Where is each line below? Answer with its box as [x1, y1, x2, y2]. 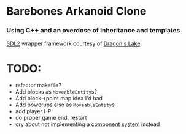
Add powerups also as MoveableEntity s [15, 101, 115, 108]
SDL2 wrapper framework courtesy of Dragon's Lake [6, 40, 141, 47]
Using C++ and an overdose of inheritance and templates [6, 26, 180, 35]
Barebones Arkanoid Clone [6, 4, 147, 18]
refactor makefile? [15, 81, 61, 89]
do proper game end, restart [15, 114, 87, 122]
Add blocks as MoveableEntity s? [15, 88, 97, 95]
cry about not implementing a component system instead [15, 121, 160, 128]
